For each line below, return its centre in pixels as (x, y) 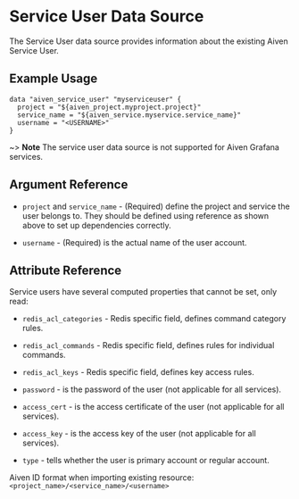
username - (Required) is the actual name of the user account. (134, 242)
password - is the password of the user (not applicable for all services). (152, 389)
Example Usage (54, 79)
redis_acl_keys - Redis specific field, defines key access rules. (138, 372)
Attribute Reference (66, 270)
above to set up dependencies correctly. (96, 225)
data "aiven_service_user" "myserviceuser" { (95, 99)
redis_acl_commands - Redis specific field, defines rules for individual (148, 345)
